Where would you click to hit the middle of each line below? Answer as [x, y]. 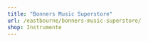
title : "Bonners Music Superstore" [60, 14]
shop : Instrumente [35, 27]
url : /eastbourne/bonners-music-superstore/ [74, 21]
